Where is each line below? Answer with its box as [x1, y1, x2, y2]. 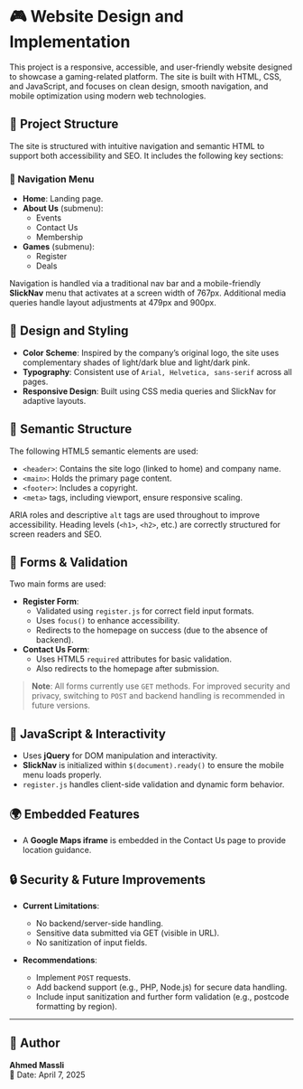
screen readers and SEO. [9, 529, 102, 540]
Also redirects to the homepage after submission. [35, 663, 219, 674]
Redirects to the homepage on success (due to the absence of [35, 624, 269, 636]
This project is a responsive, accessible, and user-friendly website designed [9, 61, 293, 72]
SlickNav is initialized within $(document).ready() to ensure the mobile [22, 760, 284, 771]
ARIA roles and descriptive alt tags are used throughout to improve [9, 509, 260, 520]
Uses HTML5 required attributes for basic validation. [35, 653, 233, 664]
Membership [35, 231, 84, 243]
